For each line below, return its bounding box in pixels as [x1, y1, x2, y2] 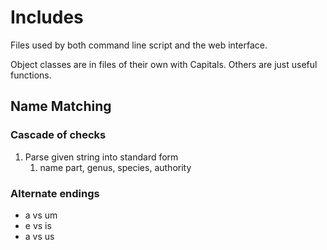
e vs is [24, 219, 52, 231]
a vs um [24, 209, 58, 221]
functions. [10, 69, 52, 81]
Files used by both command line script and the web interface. [10, 39, 268, 51]
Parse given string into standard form [24, 151, 179, 163]
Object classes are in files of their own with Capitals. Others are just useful [10, 58, 318, 70]
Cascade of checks [10, 128, 107, 142]
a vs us [24, 230, 55, 242]
